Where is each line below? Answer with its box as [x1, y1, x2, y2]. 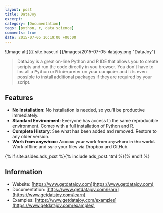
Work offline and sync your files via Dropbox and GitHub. [12, 143, 129, 149]
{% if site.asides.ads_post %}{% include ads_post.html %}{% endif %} [5, 153, 150, 159]
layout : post [5, 7, 32, 12]
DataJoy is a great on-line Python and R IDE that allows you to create [17, 58, 159, 64]
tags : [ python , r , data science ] [5, 26, 74, 31]
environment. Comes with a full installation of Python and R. [12, 123, 135, 129]
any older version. [12, 133, 50, 139]
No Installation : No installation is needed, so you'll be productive [12, 107, 145, 113]
